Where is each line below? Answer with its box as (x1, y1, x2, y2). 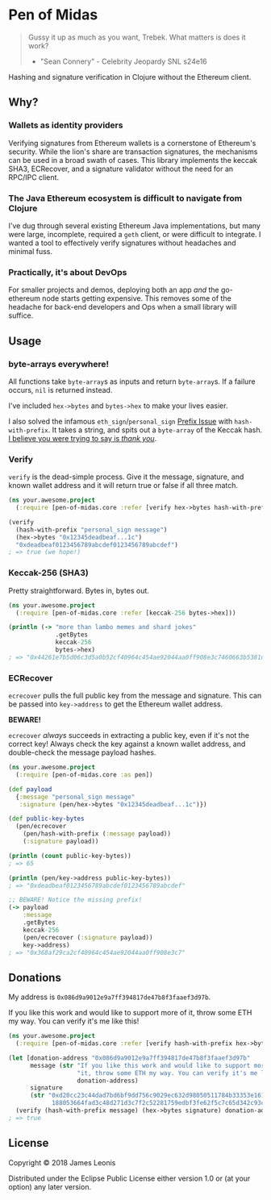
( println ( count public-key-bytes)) (8, 852, 131, 860)
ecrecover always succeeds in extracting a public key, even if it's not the (8, 731, 250, 740)
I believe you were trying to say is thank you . (8, 433, 157, 443)
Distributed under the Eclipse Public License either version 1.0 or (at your (8, 1173, 251, 1183)
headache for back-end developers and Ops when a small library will (8, 302, 237, 312)
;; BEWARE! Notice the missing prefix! (8, 896, 143, 904)
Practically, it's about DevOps (8, 266, 127, 277)
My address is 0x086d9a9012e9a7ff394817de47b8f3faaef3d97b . (8, 992, 211, 1002)
